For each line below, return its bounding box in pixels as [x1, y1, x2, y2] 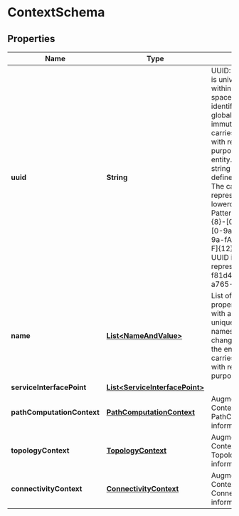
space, [211, 93, 234, 102]
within [211, 83, 232, 93]
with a [211, 309, 232, 318]
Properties [7, 33, 55, 45]
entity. [211, 154, 233, 164]
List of [211, 291, 233, 300]
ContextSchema [7, 4, 105, 21]
